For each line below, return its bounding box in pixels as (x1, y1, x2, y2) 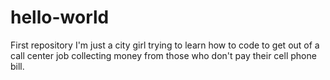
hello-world (10, 6, 110, 29)
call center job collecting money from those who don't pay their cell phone (10, 49, 317, 61)
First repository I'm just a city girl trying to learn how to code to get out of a (10, 39, 320, 51)
